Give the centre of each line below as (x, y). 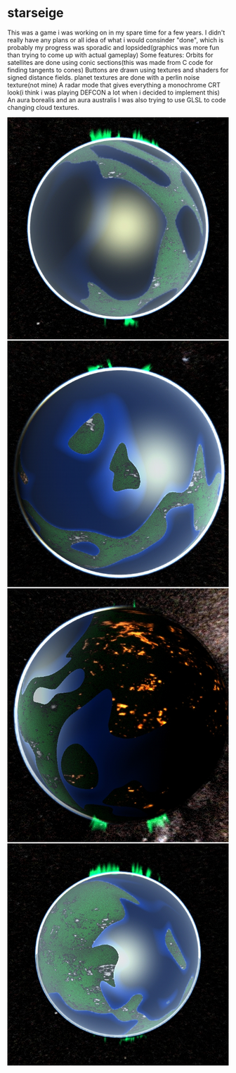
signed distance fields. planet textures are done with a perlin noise (104, 77)
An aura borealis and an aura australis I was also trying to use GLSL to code (117, 99)
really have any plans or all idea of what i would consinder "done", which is (116, 39)
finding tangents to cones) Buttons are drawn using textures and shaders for (118, 70)
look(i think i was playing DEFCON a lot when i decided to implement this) (113, 92)
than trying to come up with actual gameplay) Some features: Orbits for (110, 55)
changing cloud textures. (43, 107)
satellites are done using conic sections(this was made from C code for (110, 62)
